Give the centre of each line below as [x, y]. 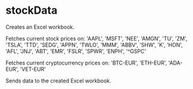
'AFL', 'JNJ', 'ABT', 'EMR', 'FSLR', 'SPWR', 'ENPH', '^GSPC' [76, 51]
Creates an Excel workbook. [40, 27]
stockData [32, 10]
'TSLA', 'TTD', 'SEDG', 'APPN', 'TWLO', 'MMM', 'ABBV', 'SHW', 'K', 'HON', [94, 45]
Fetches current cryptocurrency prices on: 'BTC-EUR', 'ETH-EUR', [86, 63]
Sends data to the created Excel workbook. [58, 81]
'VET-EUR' [33, 69]
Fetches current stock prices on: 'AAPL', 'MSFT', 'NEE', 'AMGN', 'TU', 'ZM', [96, 38]
